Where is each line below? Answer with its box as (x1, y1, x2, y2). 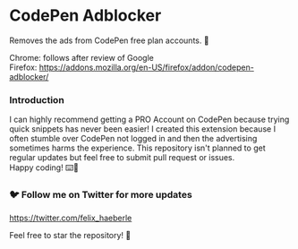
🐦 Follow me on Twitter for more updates (9, 189, 192, 202)
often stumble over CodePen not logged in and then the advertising (9, 133, 258, 144)
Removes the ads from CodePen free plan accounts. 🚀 (9, 35, 209, 46)
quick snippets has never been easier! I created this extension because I (9, 124, 276, 134)
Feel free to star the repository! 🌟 (9, 229, 132, 240)
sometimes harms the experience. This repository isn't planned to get (9, 142, 266, 153)
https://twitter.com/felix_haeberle (9, 212, 132, 223)
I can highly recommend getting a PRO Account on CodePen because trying (9, 114, 290, 125)
